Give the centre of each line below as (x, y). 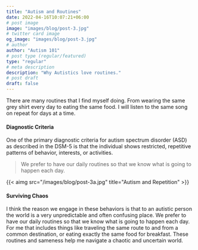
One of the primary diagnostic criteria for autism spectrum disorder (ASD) (97, 140)
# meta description (30, 67)
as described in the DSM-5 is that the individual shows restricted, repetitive (99, 146)
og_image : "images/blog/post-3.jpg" (52, 39)
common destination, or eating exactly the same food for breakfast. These (98, 234)
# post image (22, 23)
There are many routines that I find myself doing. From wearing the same (96, 101)
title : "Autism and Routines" (44, 12)
